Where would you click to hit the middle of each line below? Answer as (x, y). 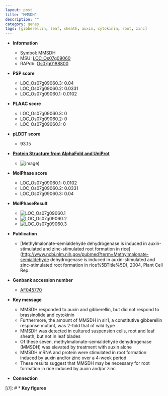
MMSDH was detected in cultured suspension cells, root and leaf (87, 331)
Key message (27, 300)
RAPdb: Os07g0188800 (44, 64)
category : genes (22, 24)
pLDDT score (26, 134)
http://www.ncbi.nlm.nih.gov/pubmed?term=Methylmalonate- (86, 254)
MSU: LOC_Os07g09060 (45, 58)
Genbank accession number (43, 280)
